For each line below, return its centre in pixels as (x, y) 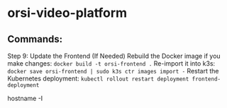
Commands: (35, 39)
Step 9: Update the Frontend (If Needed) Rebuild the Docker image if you (114, 56)
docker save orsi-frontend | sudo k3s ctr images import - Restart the (113, 71)
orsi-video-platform (67, 13)
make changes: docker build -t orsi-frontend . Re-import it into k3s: (111, 64)
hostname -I (25, 98)
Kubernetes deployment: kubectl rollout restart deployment (98, 78)
